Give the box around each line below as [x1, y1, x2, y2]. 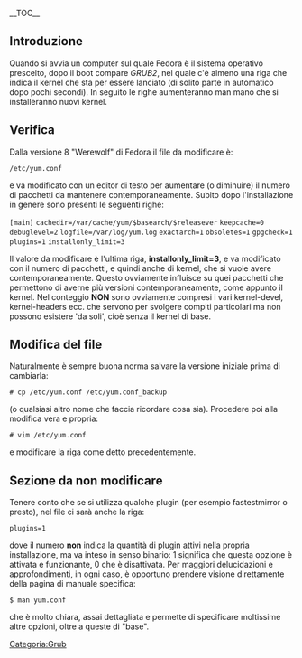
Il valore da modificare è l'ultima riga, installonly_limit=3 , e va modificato [9, 253, 281, 264]
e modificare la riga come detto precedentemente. [9, 446, 197, 457]
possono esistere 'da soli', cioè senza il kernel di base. [9, 311, 212, 322]
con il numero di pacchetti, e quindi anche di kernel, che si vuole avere [9, 262, 272, 274]
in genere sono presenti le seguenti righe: [9, 199, 164, 210]
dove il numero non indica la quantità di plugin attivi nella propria [9, 540, 250, 550]
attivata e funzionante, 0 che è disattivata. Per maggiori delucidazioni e [9, 559, 273, 570]
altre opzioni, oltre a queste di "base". [9, 621, 150, 632]
